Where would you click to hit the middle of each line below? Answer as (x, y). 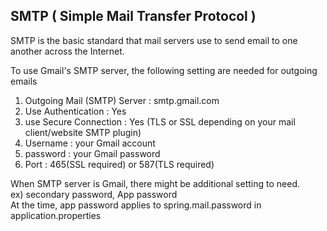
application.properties (56, 215)
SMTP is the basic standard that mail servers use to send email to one (154, 40)
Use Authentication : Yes (75, 111)
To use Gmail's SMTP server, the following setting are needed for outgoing (164, 70)
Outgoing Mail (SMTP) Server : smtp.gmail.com (122, 100)
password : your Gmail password (92, 153)
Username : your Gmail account (90, 143)
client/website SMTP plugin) (83, 132)
